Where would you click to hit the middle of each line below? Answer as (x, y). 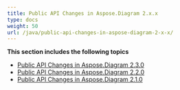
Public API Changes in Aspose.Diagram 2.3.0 (80, 65)
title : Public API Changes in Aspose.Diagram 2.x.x (82, 13)
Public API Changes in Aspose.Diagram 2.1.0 (80, 80)
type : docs (23, 20)
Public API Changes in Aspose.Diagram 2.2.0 (81, 72)
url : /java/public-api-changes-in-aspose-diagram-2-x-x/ (90, 32)
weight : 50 (23, 26)
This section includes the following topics (68, 52)
